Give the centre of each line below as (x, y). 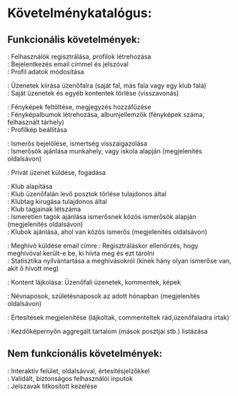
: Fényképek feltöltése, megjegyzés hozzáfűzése (79, 107)
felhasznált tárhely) (36, 122)
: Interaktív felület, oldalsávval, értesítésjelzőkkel (79, 371)
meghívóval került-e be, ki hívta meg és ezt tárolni (81, 253)
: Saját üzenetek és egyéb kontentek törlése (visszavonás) (93, 93)
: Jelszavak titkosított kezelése (53, 386)
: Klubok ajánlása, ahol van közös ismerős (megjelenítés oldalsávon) (107, 232)
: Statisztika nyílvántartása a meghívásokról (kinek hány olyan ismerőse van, (119, 261)
